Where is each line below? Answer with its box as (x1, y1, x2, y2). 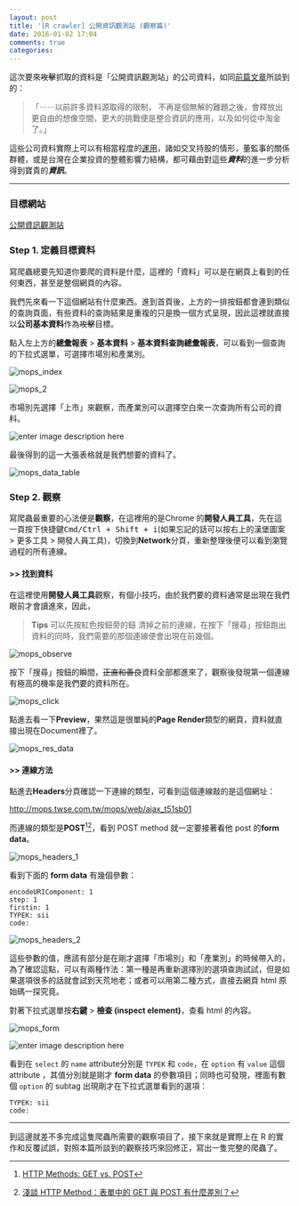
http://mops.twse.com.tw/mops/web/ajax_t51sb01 (9, 804, 192, 814)
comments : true (9, 37, 66, 47)
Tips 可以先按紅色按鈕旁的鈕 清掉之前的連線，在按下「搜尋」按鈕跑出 (30, 619, 287, 630)
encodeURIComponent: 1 (9, 887, 93, 897)
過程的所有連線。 (9, 546, 72, 557)
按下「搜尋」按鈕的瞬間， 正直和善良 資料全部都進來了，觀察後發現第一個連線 (9, 667, 290, 677)
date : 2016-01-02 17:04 (9, 29, 98, 38)
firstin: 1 (9, 903, 50, 912)
